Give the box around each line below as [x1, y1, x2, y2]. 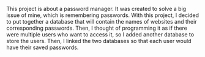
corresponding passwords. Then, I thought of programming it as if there [6, 24, 188, 32]
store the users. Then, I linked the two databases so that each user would [6, 38, 192, 44]
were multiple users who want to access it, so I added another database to [6, 31, 195, 38]
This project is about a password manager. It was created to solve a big [6, 5, 187, 12]
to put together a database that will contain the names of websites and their [6, 18, 197, 25]
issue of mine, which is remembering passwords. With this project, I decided [6, 12, 199, 19]
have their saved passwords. [6, 44, 79, 51]
